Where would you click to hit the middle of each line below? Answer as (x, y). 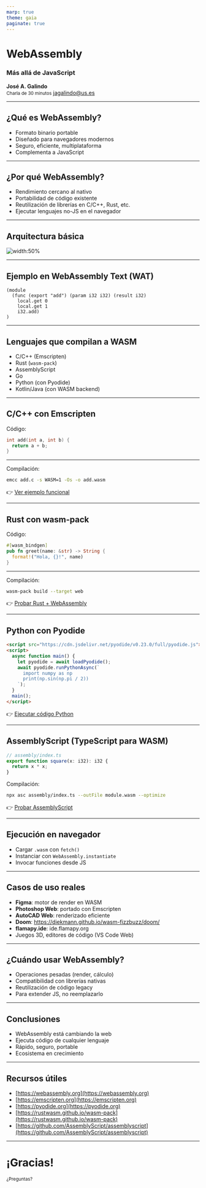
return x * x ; (30, 767)
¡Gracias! (30, 1163)
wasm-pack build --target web (45, 591)
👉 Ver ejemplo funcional (38, 492)
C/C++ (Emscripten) (41, 356)
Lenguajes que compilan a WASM (72, 342)
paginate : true (26, 23)
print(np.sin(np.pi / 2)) (55, 679)
